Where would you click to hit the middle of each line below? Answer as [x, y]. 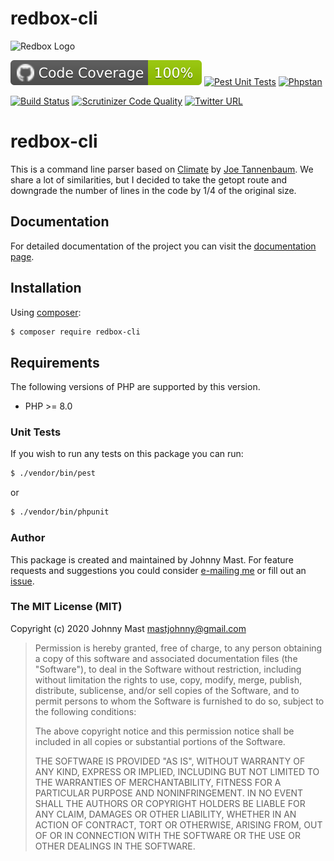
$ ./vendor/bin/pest [53, 473]
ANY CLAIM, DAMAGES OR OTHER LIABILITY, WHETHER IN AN [165, 814]
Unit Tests [36, 432]
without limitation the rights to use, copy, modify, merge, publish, [168, 679]
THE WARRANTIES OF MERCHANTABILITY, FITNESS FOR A [158, 782]
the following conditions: [85, 711]
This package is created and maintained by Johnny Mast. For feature [152, 559]
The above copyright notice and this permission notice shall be [164, 731]
